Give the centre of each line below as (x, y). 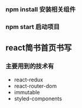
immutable (27, 92)
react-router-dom (35, 86)
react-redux (29, 80)
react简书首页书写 (39, 48)
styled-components (38, 99)
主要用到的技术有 (30, 66)
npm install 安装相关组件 (41, 9)
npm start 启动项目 (33, 27)
